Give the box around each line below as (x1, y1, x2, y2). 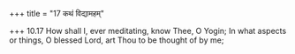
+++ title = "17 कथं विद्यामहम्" (9, 9, 104, 18)
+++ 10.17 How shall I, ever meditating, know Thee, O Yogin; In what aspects (9, 26, 287, 36)
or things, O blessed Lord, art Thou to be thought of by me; (9, 35, 224, 45)
